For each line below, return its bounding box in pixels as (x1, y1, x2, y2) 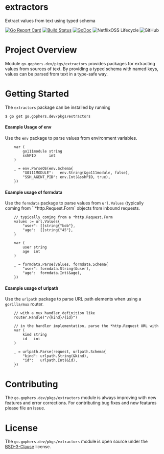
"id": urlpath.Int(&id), (23, 358, 78, 363)
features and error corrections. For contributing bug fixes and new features (5, 400, 157, 406)
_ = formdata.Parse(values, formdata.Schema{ (14, 262, 109, 267)
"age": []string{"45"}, (23, 227, 73, 233)
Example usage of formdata (5, 189, 63, 195)
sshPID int (23, 153, 56, 158)
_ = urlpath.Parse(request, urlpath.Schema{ (14, 350, 106, 354)
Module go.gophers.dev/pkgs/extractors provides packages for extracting (5, 60, 156, 66)
